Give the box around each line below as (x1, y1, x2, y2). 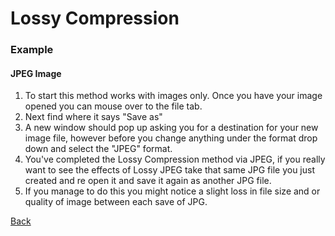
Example (10, 43, 54, 57)
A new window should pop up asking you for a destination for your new (24, 122, 319, 134)
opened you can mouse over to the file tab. (24, 100, 203, 112)
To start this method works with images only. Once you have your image (24, 90, 323, 102)
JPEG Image (10, 67, 62, 79)
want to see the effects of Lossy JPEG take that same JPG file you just (24, 164, 315, 176)
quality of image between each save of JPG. (24, 196, 208, 208)
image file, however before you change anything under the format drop (24, 132, 318, 144)
